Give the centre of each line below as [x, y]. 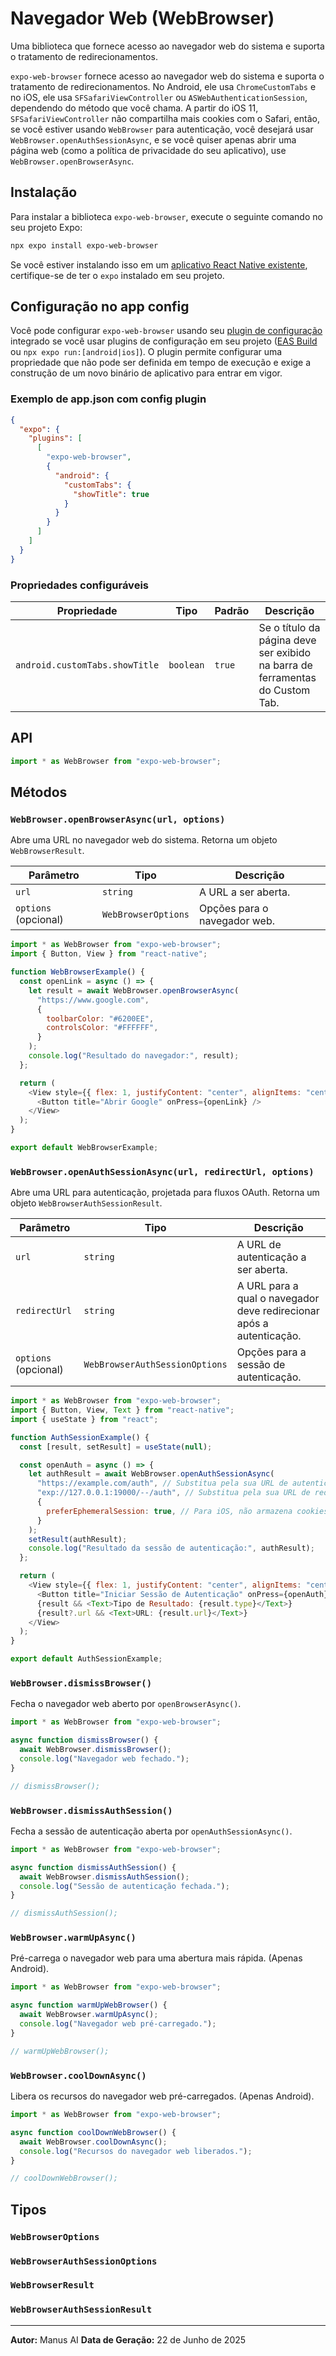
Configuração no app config [100, 307]
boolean [186, 665]
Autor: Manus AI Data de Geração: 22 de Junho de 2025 [128, 2339]
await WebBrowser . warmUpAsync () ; [89, 2015]
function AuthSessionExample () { [80, 1437]
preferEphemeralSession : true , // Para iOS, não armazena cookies [187, 1511]
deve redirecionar [278, 1311]
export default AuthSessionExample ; [86, 1659]
